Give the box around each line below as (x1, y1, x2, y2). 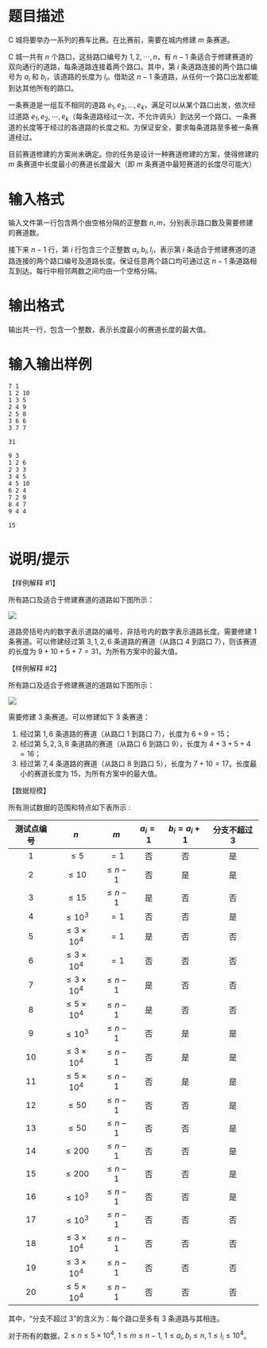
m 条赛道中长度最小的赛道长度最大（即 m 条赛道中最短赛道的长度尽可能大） (8, 160, 257, 169)
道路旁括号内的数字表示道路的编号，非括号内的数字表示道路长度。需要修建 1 (8, 626, 257, 636)
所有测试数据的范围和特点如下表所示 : (8, 802, 131, 812)
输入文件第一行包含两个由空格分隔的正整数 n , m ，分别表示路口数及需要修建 (8, 218, 253, 227)
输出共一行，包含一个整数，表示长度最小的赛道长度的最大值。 (8, 325, 211, 334)
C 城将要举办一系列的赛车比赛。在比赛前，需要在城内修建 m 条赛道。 (8, 35, 234, 45)
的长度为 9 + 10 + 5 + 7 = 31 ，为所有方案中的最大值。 (8, 646, 183, 656)
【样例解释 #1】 (8, 578, 60, 587)
